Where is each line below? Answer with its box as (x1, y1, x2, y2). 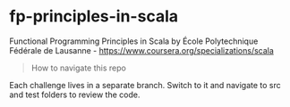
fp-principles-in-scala (9, 6, 179, 27)
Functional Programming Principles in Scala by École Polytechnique (9, 36, 259, 46)
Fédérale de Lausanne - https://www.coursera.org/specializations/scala (9, 45, 275, 55)
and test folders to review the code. (9, 89, 141, 100)
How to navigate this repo (30, 62, 127, 73)
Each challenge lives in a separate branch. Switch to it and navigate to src (9, 79, 282, 90)
